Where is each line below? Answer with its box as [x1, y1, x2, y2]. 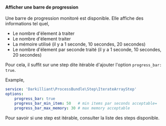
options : [5, 92, 24, 97]
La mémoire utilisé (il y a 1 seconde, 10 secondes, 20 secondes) [12, 41, 146, 48]
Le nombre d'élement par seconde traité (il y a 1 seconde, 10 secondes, [12, 47, 162, 53]
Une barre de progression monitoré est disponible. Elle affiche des [5, 15, 144, 21]
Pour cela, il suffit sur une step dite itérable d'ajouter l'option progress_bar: [5, 62, 162, 68]
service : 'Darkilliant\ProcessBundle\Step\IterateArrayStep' [5, 87, 137, 92]
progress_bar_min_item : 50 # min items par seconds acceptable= [14, 101, 157, 106]
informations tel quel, [5, 21, 50, 27]
